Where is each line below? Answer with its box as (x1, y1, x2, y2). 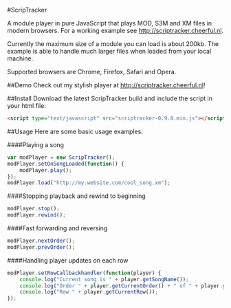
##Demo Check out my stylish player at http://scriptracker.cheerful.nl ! (7, 81, 206, 89)
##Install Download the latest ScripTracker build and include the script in (7, 94, 213, 102)
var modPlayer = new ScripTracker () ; (7, 154, 115, 161)
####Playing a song (7, 140, 64, 148)
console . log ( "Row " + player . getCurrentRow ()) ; (19, 289, 158, 296)
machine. (7, 54, 34, 63)
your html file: (7, 102, 47, 109)
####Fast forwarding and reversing (7, 224, 108, 232)
